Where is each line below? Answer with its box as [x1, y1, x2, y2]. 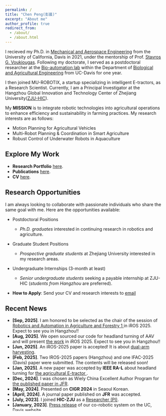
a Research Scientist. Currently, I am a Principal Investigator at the [5, 84, 140, 90]
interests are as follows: [5, 115, 54, 121]
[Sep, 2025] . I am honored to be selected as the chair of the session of [12, 318, 158, 324]
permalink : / [5, 7, 32, 12]
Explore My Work [5, 150, 59, 159]
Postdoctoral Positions [12, 216, 58, 222]
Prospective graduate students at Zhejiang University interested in [19, 250, 155, 256]
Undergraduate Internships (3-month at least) [12, 265, 106, 271]
